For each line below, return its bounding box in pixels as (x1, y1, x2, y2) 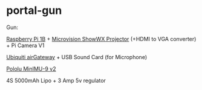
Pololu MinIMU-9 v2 (6, 65, 56, 72)
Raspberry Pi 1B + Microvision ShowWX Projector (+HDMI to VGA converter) (6, 35, 197, 42)
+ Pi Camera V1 (6, 42, 45, 49)
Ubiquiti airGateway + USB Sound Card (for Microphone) (6, 53, 147, 60)
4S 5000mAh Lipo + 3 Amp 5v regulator (6, 77, 106, 84)
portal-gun (6, 4, 62, 18)
